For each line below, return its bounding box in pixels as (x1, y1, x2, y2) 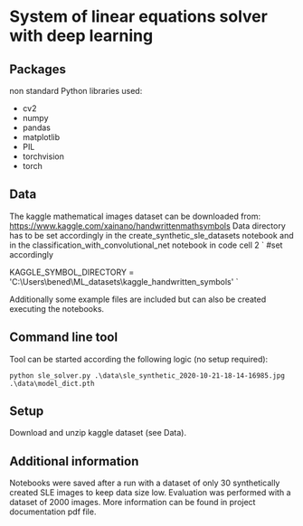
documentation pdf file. (9, 506, 97, 517)
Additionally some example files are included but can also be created (9, 294, 267, 305)
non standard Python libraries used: (9, 86, 143, 96)
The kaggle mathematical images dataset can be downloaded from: (9, 211, 261, 221)
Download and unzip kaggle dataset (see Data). (9, 427, 187, 438)
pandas (22, 122, 52, 133)
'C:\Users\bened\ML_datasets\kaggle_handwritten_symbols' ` (9, 276, 239, 286)
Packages (9, 61, 66, 77)
